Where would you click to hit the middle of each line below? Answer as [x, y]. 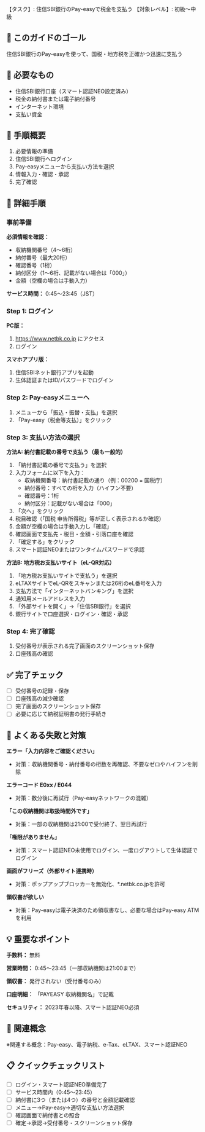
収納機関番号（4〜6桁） [46, 250]
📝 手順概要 [26, 136]
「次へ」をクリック [39, 511]
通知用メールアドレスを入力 [50, 599]
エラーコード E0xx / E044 [39, 785]
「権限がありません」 [33, 837]
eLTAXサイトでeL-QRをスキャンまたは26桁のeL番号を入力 [88, 583]
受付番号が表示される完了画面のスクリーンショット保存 [85, 646]
